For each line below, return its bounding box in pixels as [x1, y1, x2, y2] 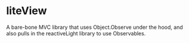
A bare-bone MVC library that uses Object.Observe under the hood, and [6, 24, 183, 31]
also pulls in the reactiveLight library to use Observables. [6, 29, 146, 37]
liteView [6, 4, 47, 18]
